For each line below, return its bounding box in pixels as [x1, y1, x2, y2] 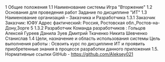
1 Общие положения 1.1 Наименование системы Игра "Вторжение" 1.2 [5, 4, 153, 10]
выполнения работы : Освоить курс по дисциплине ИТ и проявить [5, 41, 145, 46]
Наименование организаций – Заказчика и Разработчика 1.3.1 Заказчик [5, 15, 156, 20]
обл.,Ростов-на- [126, 20, 160, 26]
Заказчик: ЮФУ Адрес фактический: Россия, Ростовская [5, 20, 125, 26]
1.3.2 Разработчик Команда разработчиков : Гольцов [34, 25, 146, 31]
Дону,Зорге [5, 25, 30, 31]
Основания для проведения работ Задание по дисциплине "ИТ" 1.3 [5, 9, 147, 15]
